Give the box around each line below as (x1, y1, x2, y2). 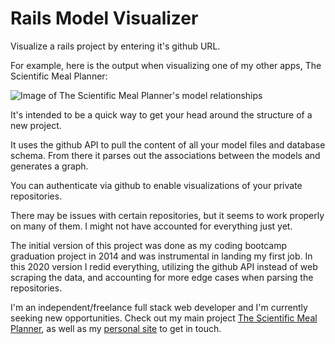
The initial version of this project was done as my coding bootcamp (10, 239, 288, 251)
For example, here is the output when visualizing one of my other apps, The (10, 59, 322, 71)
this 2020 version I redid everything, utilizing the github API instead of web (10, 260, 318, 272)
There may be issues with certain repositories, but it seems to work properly (10, 209, 325, 221)
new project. (10, 119, 62, 131)
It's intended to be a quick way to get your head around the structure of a (10, 108, 313, 121)
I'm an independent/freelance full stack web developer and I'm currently (10, 301, 308, 313)
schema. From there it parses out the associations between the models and (10, 149, 321, 161)
